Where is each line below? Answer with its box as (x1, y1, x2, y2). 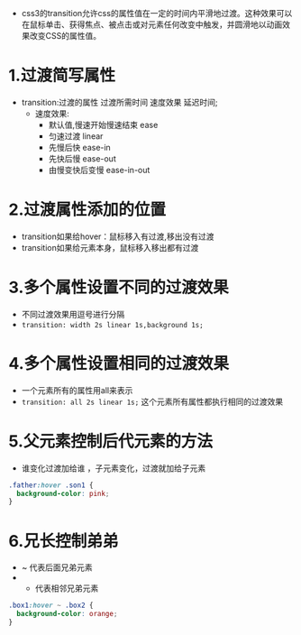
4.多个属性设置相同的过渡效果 (8, 354, 230, 373)
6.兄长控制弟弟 (8, 530, 119, 551)
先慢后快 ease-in (48, 142, 112, 152)
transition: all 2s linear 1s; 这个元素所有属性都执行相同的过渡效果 (21, 396, 284, 407)
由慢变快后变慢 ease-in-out (48, 164, 150, 175)
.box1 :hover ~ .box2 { (8, 601, 94, 611)
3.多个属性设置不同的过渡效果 (8, 278, 229, 298)
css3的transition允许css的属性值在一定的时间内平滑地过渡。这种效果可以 (21, 8, 293, 18)
